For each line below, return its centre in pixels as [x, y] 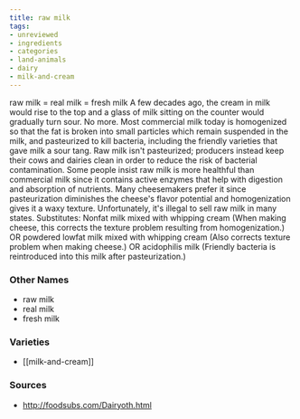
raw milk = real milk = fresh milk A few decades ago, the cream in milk [140, 102]
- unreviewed [34, 34]
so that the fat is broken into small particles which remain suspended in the [149, 131]
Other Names [39, 280]
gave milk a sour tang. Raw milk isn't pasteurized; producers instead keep [147, 150]
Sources [28, 386]
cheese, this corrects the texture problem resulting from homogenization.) [147, 227]
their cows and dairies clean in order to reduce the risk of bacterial [133, 160]
